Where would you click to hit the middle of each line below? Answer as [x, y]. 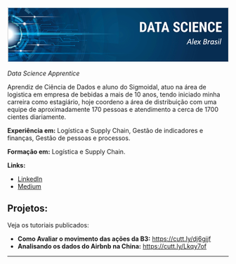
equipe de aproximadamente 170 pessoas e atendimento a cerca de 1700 [113, 109]
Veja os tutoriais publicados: [48, 225]
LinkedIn [30, 179]
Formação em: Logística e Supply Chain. [66, 151]
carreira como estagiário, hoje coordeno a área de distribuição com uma [112, 101]
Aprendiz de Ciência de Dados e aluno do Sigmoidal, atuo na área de [107, 87]
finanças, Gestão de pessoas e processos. [69, 138]
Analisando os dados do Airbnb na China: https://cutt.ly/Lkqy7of [112, 246]
